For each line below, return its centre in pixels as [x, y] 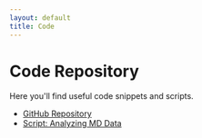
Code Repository [74, 71]
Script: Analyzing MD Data [72, 123]
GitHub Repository [57, 113]
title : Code [32, 26]
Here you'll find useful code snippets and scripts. [101, 96]
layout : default [40, 18]
